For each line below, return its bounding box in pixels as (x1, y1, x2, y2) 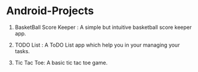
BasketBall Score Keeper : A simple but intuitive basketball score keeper (14, 24, 192, 31)
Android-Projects (6, 4, 94, 18)
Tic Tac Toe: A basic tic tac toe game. (14, 59, 108, 66)
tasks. (14, 47, 30, 54)
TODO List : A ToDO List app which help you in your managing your (14, 41, 180, 48)
